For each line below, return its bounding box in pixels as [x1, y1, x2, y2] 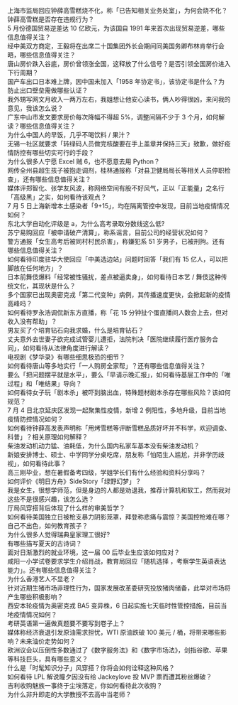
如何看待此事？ [22, 459, 67, 468]
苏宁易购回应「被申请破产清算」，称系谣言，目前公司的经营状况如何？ [7, 228, 209, 237]
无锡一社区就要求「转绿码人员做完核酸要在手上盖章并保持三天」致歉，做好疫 [7, 139, 231, 148]
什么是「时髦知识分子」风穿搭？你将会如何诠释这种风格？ [7, 664, 175, 672]
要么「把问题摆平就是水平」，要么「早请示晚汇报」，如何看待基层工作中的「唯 [7, 370, 231, 379]
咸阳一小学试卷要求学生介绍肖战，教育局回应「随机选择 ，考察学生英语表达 [7, 557, 227, 565]
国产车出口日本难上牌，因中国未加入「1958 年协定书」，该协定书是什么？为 [7, 77, 225, 85]
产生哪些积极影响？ [7, 593, 64, 601]
